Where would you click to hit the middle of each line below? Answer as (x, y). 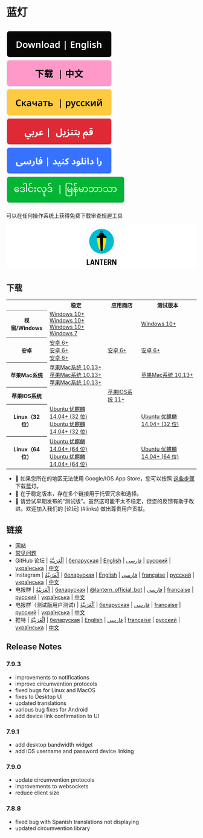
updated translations (40, 703)
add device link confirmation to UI (57, 716)
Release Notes (34, 647)
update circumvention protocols (55, 780)
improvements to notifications (52, 677)
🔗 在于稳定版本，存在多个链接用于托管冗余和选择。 (78, 494)
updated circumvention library (53, 828)
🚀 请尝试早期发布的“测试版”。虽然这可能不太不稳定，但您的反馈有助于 (102, 501)
